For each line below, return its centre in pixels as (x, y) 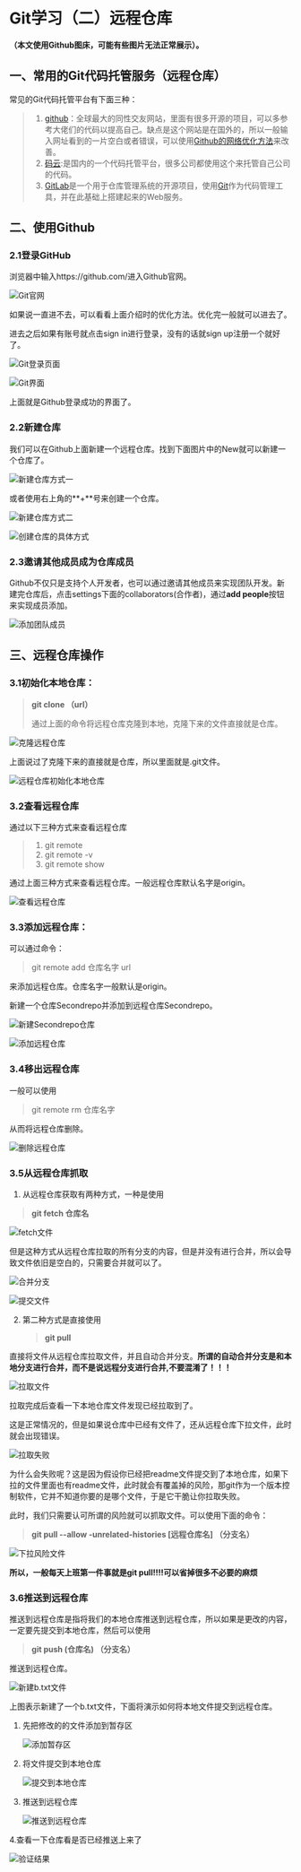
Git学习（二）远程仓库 (91, 18)
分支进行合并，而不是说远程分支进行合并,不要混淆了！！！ (124, 1367)
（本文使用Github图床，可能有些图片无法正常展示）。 (107, 45)
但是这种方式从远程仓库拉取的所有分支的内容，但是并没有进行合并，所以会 (146, 1251)
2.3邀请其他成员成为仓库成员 (72, 561)
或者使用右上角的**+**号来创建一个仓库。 (86, 498)
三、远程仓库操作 (56, 655)
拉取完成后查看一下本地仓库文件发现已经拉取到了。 (103, 1405)
